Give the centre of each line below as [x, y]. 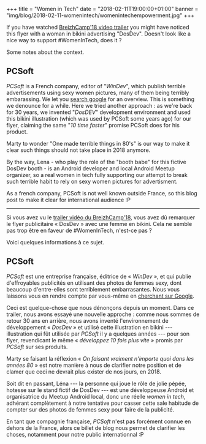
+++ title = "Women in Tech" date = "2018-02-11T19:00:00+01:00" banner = [102, 9]
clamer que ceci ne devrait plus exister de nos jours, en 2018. [84, 371]
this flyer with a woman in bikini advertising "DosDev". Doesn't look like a [99, 34]
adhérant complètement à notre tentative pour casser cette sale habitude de [103, 403]
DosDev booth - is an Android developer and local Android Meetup [90, 168]
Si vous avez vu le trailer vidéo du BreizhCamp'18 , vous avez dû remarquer [101, 217]
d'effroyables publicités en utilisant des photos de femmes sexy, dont [94, 283]
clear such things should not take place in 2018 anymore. [78, 150]
